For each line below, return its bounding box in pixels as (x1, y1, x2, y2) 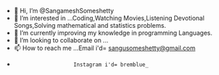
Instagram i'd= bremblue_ (73, 61, 149, 68)
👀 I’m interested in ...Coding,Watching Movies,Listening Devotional (13, 14, 204, 22)
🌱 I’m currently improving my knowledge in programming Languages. (13, 28, 213, 37)
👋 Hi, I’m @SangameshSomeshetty (13, 7, 114, 15)
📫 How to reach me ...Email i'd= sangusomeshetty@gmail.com (13, 44, 196, 52)
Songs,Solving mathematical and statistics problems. (13, 22, 166, 29)
